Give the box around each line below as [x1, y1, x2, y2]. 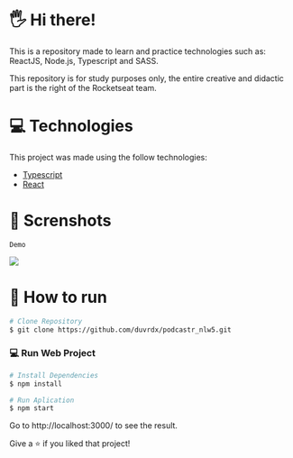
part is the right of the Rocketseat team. [9, 82, 158, 93]
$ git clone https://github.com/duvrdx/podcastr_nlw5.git [9, 325, 232, 334]
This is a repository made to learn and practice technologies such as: [9, 45, 266, 57]
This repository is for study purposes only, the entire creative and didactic [9, 72, 284, 84]
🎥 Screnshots [9, 211, 112, 231]
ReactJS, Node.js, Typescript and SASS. [9, 55, 160, 66]
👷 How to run [9, 288, 108, 307]
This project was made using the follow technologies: [9, 151, 207, 162]
